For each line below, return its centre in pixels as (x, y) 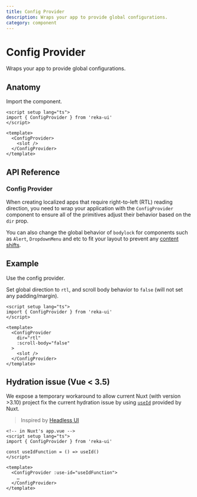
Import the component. (34, 102)
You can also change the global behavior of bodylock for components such (97, 232)
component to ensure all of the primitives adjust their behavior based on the (98, 214)
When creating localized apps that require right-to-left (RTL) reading (89, 202)
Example (22, 264)
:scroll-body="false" (43, 343)
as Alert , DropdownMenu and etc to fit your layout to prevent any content (92, 239)
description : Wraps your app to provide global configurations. (87, 17)
